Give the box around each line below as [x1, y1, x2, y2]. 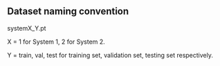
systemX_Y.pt [7, 24, 46, 32]
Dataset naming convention [7, 6, 129, 17]
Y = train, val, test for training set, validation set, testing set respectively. [7, 51, 213, 59]
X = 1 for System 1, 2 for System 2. [7, 38, 105, 46]
